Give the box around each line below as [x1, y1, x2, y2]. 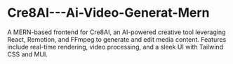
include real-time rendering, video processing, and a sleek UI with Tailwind [7, 42, 223, 51]
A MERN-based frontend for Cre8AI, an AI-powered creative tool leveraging [7, 28, 226, 36]
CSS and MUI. [7, 50, 48, 58]
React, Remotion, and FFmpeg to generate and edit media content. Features [7, 35, 227, 43]
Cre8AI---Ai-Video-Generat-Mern [7, 5, 210, 21]
